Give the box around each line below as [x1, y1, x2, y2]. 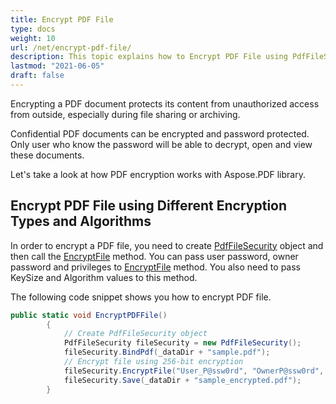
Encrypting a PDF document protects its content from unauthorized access [10, 97, 320, 110]
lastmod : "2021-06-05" [10, 61, 105, 71]
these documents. [10, 149, 85, 161]
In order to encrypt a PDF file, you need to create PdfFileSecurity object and [10, 239, 324, 251]
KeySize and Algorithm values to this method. [10, 271, 198, 283]
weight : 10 [10, 33, 56, 43]
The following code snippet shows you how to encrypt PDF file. [10, 291, 272, 303]
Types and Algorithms [10, 213, 152, 230]
